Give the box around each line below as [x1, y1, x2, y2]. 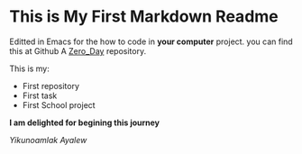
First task [22, 90, 58, 101]
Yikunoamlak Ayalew [9, 134, 87, 145]
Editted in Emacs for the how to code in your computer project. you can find [9, 36, 293, 47]
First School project [22, 99, 96, 110]
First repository [22, 80, 79, 91]
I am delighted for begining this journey [9, 117, 160, 128]
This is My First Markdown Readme [9, 6, 279, 27]
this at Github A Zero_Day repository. [9, 45, 147, 56]
